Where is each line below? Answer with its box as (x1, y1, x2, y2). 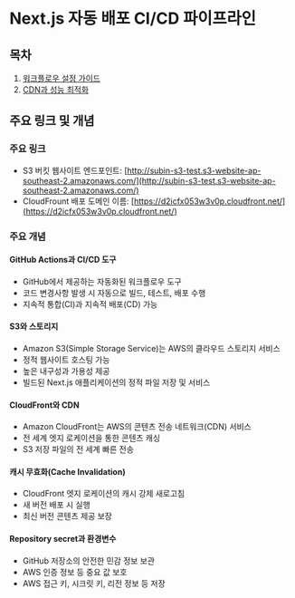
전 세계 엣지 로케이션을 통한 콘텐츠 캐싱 (22, 432, 161, 444)
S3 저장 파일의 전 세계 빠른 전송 (22, 444, 134, 455)
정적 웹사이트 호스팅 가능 (22, 354, 110, 365)
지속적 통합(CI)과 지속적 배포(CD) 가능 (22, 298, 158, 309)
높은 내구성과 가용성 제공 (22, 366, 110, 377)
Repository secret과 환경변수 (9, 534, 117, 545)
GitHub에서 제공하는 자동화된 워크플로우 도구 (22, 275, 183, 286)
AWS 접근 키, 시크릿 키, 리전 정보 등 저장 (22, 577, 166, 589)
